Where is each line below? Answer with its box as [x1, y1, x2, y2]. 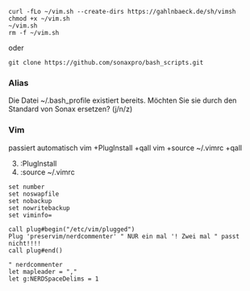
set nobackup [8, 196, 52, 205]
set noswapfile [8, 190, 60, 198]
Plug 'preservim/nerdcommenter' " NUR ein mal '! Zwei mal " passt [8, 232, 240, 240]
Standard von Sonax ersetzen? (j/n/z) [8, 104, 133, 114]
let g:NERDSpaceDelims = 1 [8, 275, 99, 283]
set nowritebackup [8, 204, 70, 212]
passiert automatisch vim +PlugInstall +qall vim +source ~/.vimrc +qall [8, 142, 243, 153]
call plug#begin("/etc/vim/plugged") [8, 225, 135, 234]
